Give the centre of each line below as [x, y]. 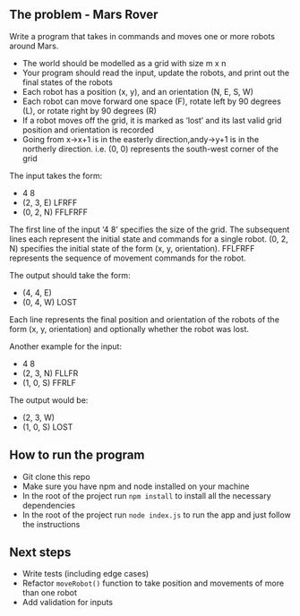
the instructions [51, 524]
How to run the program [77, 455]
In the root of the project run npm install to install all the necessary [146, 495]
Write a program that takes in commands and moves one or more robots [142, 36]
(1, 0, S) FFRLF [49, 382]
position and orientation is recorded [88, 130]
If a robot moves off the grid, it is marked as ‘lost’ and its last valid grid [152, 120]
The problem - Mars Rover [84, 15]
